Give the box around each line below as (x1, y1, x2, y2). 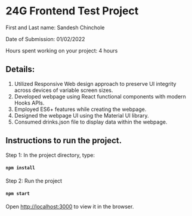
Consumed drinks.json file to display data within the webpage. (14, 118, 168, 125)
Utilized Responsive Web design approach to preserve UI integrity (14, 80, 176, 87)
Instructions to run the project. (5, 135, 122, 146)
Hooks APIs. (14, 99, 45, 106)
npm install (5, 165, 35, 171)
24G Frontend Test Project (5, 4, 139, 18)
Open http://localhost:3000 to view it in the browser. (5, 203, 134, 210)
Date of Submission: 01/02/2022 (5, 35, 85, 42)
